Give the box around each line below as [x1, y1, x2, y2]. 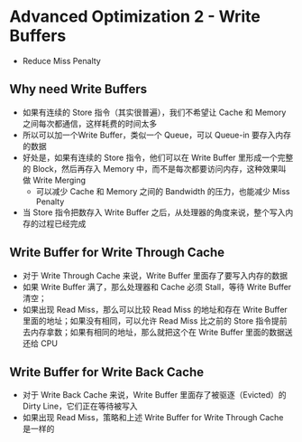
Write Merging [32, 174, 87, 185]
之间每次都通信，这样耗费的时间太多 [22, 118, 158, 128]
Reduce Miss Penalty [22, 55, 101, 66]
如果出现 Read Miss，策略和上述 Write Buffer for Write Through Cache [22, 412, 284, 423]
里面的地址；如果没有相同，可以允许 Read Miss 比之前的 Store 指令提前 [22, 315, 288, 326]
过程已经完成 [38, 218, 87, 229]
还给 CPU [22, 337, 59, 349]
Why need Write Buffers [9, 81, 147, 97]
